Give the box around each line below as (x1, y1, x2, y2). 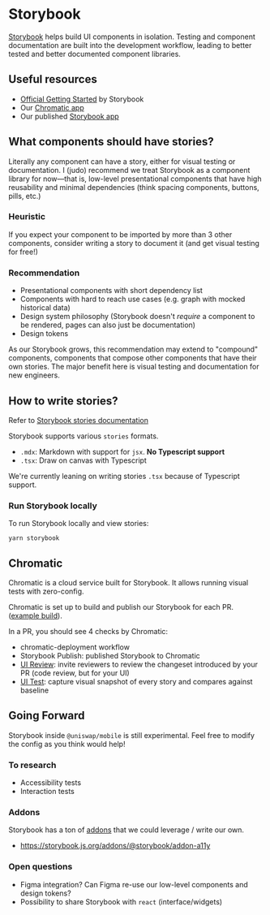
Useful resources (8, 72, 97, 86)
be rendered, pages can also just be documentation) (19, 320, 196, 330)
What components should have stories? (8, 135, 214, 149)
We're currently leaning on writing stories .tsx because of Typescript (8, 471, 241, 481)
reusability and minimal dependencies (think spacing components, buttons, (8, 182, 259, 192)
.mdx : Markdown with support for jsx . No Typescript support (19, 447, 225, 456)
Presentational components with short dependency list (19, 286, 203, 296)
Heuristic (8, 211, 46, 222)
